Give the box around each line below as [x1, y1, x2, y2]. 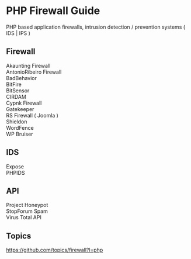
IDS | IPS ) [6, 29, 31, 36]
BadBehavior [6, 74, 37, 81]
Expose [6, 163, 25, 170]
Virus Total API [6, 214, 42, 221]
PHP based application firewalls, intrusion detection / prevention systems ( [6, 23, 186, 30]
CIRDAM [6, 93, 26, 100]
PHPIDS [6, 169, 25, 176]
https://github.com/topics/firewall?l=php [6, 247, 103, 254]
